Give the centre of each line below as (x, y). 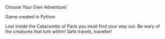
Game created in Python (30, 17)
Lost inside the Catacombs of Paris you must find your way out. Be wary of (82, 26)
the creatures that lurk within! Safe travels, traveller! (59, 31)
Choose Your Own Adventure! (36, 7)
